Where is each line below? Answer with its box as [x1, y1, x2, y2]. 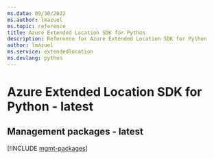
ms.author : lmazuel [7, 16, 63, 23]
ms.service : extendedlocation [7, 49, 94, 56]
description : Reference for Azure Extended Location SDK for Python [7, 36, 207, 42]
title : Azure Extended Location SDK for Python [7, 29, 146, 36]
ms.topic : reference [7, 23, 67, 29]
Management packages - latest [7, 126, 144, 138]
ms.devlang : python [7, 55, 63, 62]
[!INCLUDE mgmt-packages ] [7, 144, 88, 152]
